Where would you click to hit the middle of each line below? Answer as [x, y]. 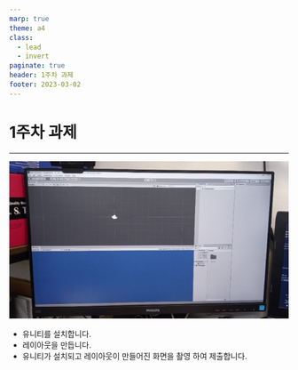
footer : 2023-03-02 [45, 84]
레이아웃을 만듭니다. [56, 345]
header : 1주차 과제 [41, 76]
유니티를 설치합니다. [56, 334]
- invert [33, 56]
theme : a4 [27, 28]
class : [21, 37]
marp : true [29, 19]
